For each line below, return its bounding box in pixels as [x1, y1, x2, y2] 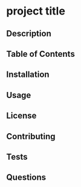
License [6, 111, 37, 121]
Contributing [6, 131, 56, 142]
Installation [6, 70, 50, 80]
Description [6, 28, 51, 39]
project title [6, 4, 65, 18]
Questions [6, 172, 47, 183]
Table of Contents [6, 48, 76, 59]
